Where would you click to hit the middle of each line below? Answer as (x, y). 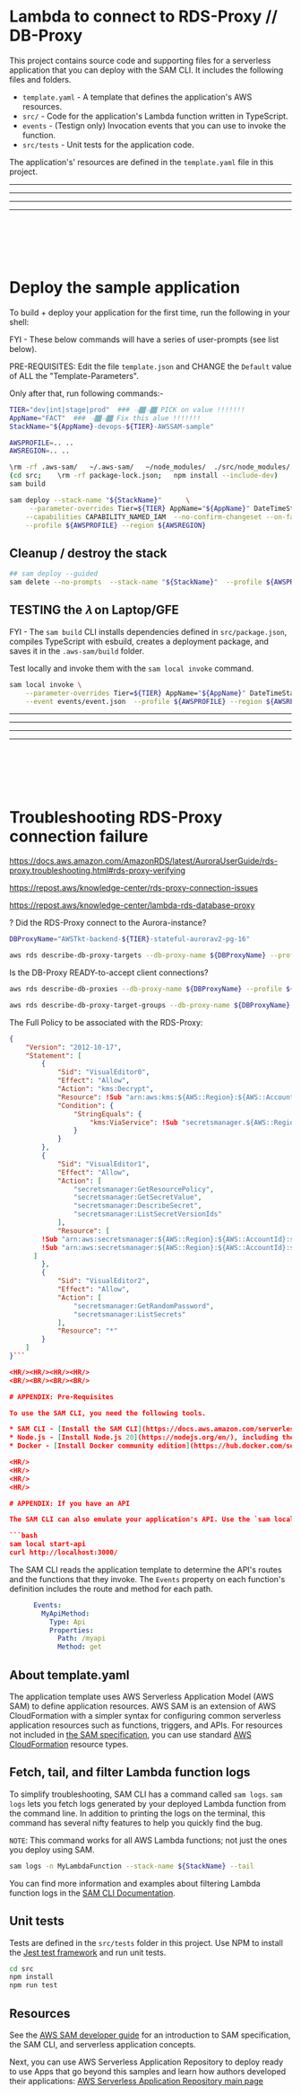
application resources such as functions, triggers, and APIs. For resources (146, 1725)
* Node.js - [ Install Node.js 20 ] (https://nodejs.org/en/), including (144, 1438)
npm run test (34, 1985)
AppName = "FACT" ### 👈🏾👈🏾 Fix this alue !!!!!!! (105, 418)
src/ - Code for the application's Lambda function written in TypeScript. (155, 116)
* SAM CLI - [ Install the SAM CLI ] (76, 1430)
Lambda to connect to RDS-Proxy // (143, 17)
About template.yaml (69, 1675)
